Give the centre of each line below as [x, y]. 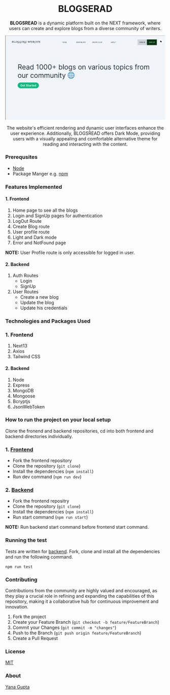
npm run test [19, 567]
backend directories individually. [39, 436]
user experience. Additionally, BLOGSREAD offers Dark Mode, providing [85, 133]
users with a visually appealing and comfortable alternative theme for [85, 138]
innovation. [17, 607]
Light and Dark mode [35, 237]
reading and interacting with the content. [85, 144]
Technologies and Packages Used [48, 321]
